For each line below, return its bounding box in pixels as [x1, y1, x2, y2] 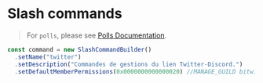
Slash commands [7, 5, 122, 23]
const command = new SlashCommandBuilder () [7, 45, 152, 53]
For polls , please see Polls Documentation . [26, 31, 167, 40]
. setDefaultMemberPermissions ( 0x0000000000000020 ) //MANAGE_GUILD [14, 67, 236, 75]
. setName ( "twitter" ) [14, 52, 82, 61]
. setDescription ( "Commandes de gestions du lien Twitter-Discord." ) [14, 60, 243, 68]
